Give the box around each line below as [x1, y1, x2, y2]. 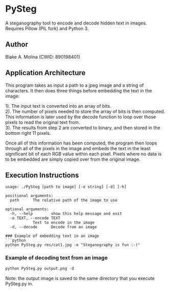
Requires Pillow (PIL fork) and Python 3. [5, 25, 89, 31]
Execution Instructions [5, 171, 79, 179]
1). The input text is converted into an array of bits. [5, 103, 111, 109]
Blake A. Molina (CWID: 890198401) [5, 54, 81, 60]
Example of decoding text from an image [5, 254, 108, 261]
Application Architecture [5, 68, 86, 77]
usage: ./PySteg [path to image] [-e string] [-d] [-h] [5, 184, 127, 189]
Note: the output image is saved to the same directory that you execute [5, 275, 155, 281]
